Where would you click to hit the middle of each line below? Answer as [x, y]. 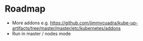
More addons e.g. [30, 23]
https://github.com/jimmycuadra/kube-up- [94, 23]
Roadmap [25, 9]
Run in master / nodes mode [41, 33]
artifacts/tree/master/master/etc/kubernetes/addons [66, 28]
